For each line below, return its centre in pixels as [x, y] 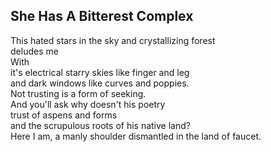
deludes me [34, 51]
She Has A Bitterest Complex [102, 16]
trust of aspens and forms [64, 115]
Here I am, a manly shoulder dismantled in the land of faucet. [136, 136]
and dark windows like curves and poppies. [100, 83]
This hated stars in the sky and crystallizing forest [113, 40]
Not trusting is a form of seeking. [78, 93]
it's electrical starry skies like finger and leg [100, 72]
